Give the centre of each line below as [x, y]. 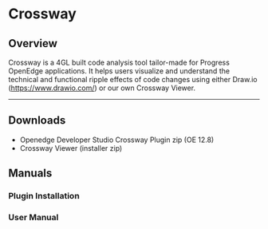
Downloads [37, 120]
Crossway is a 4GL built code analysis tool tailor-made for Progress [119, 62]
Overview [33, 43]
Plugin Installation [44, 196]
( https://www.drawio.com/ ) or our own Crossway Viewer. [102, 88]
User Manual [33, 218]
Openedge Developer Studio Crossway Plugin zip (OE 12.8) [117, 140]
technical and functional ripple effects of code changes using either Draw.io [133, 79]
